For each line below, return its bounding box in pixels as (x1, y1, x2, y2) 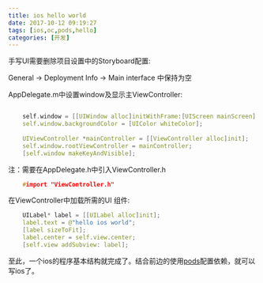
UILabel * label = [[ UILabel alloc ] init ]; (22, 211, 160, 220)
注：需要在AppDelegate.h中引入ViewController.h (8, 164, 166, 174)
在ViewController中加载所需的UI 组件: (8, 195, 130, 206)
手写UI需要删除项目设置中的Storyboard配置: (8, 56, 152, 66)
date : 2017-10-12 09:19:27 (8, 19, 97, 27)
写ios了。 (8, 266, 39, 275)
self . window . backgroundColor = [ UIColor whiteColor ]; (22, 120, 203, 128)
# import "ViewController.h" (22, 180, 115, 188)
